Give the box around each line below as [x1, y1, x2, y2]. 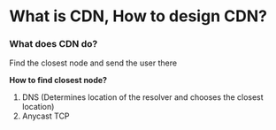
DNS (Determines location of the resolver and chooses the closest [21, 92, 264, 103]
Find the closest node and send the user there [9, 57, 178, 68]
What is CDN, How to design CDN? [9, 6, 268, 27]
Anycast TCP [21, 111, 70, 121]
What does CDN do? [9, 38, 98, 50]
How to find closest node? [9, 75, 108, 86]
